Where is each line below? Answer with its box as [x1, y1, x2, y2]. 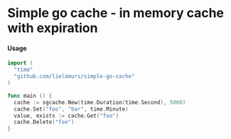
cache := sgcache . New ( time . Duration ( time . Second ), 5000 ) [14, 99, 186, 106]
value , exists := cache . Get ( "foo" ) [14, 112, 119, 119]
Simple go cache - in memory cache [7, 5, 224, 21]
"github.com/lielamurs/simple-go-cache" [14, 73, 135, 80]
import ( [7, 60, 33, 67]
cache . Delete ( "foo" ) [14, 118, 75, 126]
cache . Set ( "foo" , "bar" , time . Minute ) [14, 105, 129, 113]
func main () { [7, 92, 53, 99]
